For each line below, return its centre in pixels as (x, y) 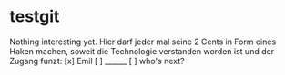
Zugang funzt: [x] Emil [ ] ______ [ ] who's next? (97, 61)
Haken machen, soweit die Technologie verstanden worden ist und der (142, 51)
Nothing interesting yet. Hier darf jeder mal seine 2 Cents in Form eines (143, 42)
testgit (35, 17)
